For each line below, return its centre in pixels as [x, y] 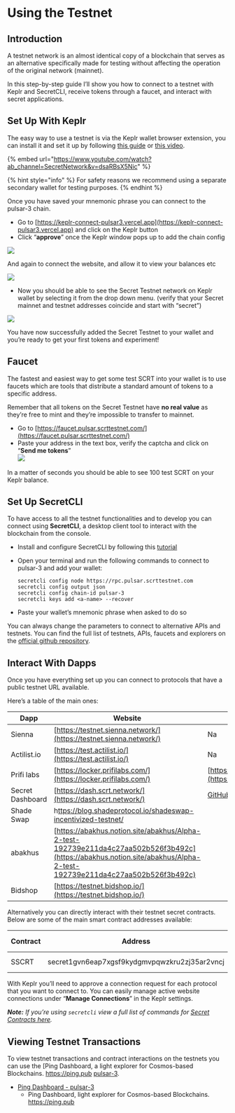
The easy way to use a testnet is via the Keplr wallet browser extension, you [116, 137]
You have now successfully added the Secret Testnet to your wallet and [111, 332]
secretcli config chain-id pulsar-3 [71, 593]
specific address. [32, 393]
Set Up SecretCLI [45, 502]
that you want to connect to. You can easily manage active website [104, 991]
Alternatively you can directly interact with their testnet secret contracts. [112, 912]
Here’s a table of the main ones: [53, 701]
